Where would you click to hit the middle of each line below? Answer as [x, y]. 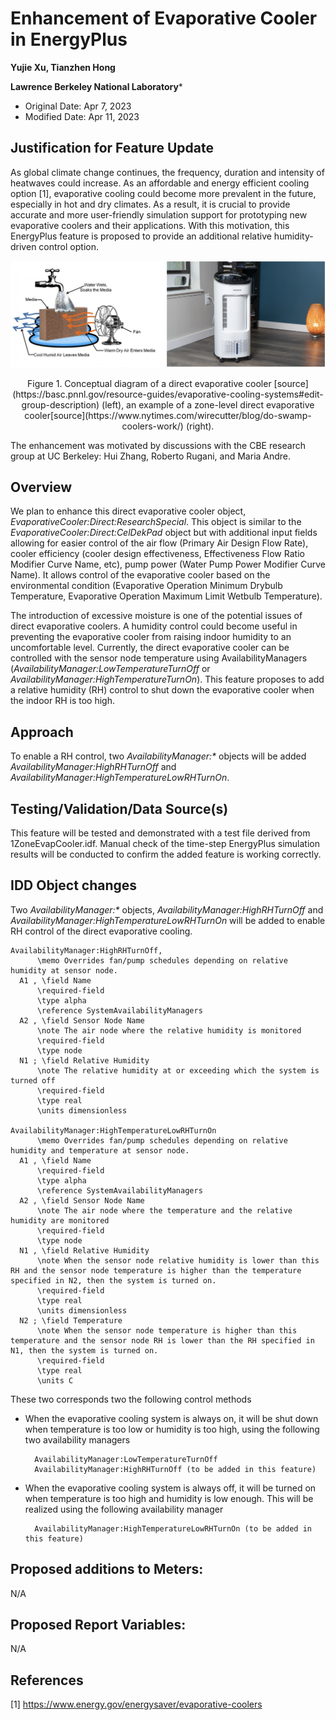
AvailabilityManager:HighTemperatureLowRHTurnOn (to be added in [173, 1528]
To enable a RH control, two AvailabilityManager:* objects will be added [158, 756]
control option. [68, 246]
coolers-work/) [152, 426]
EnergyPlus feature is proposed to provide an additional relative [141, 236]
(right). [200, 426]
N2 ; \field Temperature [71, 1320]
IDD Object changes [74, 885]
